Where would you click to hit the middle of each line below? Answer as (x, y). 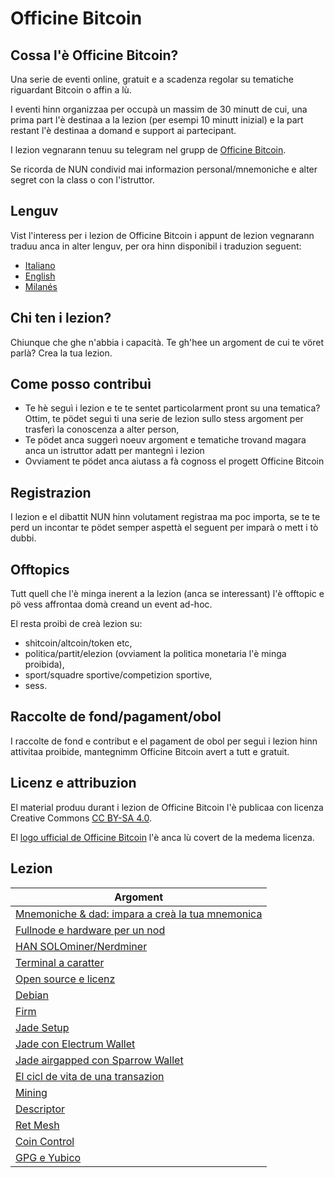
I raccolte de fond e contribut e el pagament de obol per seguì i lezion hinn (164, 741)
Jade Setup (42, 1027)
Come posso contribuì (81, 384)
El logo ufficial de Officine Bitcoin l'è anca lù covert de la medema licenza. (162, 837)
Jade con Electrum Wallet (75, 1044)
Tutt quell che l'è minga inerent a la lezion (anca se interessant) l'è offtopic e (167, 594)
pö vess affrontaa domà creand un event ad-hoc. (111, 604)
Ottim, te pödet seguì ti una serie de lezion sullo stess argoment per (164, 419)
